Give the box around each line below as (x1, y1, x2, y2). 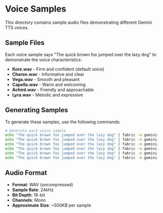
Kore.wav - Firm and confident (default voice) (12, 66, 104, 72)
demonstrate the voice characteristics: (5, 57, 82, 63)
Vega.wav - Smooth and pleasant (12, 76, 80, 82)
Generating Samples (5, 106, 68, 115)
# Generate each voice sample (5, 128, 66, 133)
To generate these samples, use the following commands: (5, 119, 121, 125)
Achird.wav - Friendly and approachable (12, 86, 94, 93)
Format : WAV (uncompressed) (12, 181, 74, 187)
